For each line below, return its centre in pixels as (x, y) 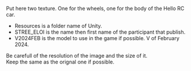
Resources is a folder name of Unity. (58, 26)
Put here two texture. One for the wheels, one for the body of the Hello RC (95, 8)
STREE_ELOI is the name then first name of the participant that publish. (100, 32)
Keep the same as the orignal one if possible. (60, 62)
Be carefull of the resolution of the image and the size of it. (77, 56)
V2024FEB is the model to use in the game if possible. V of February (97, 38)
